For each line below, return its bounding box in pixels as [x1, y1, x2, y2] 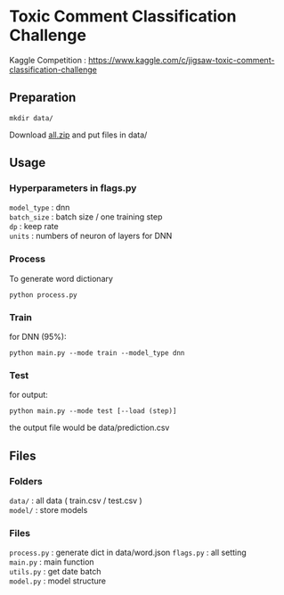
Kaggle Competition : [9, 54, 87, 65]
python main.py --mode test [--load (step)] [9, 407, 177, 416]
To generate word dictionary [9, 273, 114, 284]
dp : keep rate [9, 221, 60, 232]
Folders [9, 475, 43, 487]
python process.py [9, 290, 77, 300]
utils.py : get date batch [9, 566, 101, 577]
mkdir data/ [9, 113, 53, 122]
